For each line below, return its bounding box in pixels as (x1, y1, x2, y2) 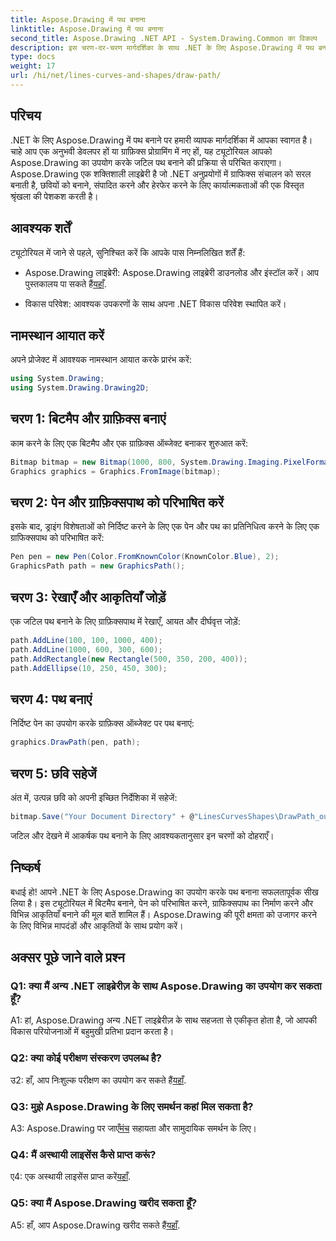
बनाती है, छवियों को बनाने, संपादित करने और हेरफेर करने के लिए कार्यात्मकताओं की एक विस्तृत (10, 179, 305, 191)
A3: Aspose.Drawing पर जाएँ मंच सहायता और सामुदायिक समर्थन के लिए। (10, 1122, 258, 1134)
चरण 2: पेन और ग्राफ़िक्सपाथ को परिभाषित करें (10, 494, 224, 511)
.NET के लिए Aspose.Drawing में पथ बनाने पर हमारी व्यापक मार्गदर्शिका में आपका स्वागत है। (10, 134, 313, 146)
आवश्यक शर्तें (10, 220, 71, 237)
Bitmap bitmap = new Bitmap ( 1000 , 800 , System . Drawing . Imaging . (10, 457, 284, 467)
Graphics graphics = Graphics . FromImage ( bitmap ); (10, 466, 222, 476)
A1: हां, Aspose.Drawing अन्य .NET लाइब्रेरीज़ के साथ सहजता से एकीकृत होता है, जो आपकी (10, 1014, 317, 1026)
